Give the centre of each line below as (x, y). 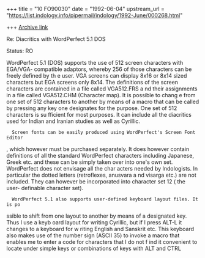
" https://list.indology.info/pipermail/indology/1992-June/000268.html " (95, 15)
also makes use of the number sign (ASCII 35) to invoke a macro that (93, 235)
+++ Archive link (27, 27)
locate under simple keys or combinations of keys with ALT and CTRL (94, 248)
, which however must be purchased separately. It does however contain (98, 149)
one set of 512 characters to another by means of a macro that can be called (103, 101)
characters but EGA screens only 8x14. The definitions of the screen (92, 82)
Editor (15, 138)
